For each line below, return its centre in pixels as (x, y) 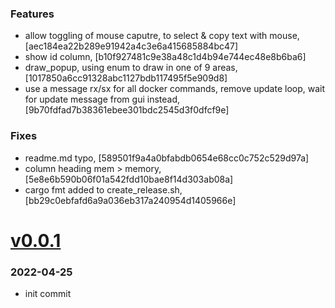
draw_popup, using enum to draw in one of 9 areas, (131, 68)
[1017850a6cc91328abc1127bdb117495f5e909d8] (126, 78)
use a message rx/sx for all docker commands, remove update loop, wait (175, 89)
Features (32, 14)
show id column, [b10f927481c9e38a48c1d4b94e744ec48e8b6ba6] (165, 57)
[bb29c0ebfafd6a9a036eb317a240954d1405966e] (130, 200)
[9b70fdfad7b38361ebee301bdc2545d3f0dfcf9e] (127, 110)
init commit (48, 294)
